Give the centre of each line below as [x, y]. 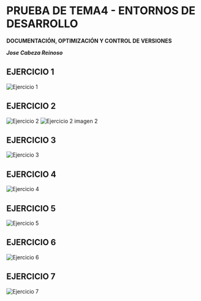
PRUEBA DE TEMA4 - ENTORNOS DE [101, 11]
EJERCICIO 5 [31, 209]
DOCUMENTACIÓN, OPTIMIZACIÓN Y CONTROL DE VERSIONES [89, 41]
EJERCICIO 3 [31, 140]
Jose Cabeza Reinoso [35, 52]
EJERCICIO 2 [31, 106]
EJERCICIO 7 [31, 277]
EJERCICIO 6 [31, 242]
